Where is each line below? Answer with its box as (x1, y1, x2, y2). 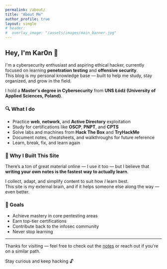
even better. (5, 189, 30, 195)
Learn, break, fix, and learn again (12, 140, 81, 146)
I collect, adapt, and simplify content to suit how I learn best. (5, 179, 129, 184)
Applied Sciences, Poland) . (5, 92, 62, 98)
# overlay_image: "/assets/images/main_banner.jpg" (5, 30, 117, 35)
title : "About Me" (5, 12, 43, 17)
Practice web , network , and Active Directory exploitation (12, 119, 131, 125)
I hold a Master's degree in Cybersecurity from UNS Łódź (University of (5, 88, 156, 93)
